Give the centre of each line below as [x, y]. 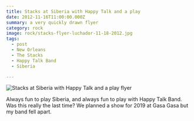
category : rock [25, 28]
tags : [13, 39]
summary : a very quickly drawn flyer [52, 22]
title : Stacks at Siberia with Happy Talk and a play [73, 11]
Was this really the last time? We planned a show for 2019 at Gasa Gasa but [97, 106]
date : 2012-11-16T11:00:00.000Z [46, 17]
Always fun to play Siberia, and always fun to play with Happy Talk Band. [94, 99]
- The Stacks [27, 55]
